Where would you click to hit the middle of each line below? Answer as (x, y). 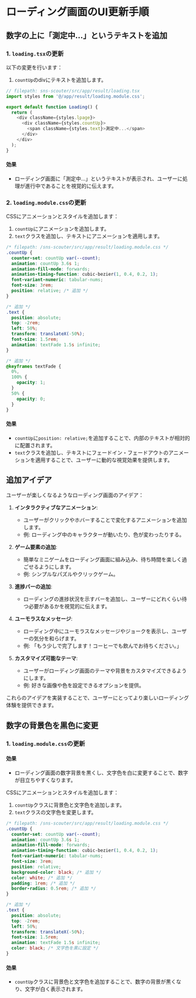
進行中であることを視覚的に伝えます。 (71, 186)
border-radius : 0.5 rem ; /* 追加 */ (54, 889)
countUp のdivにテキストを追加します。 (60, 80)
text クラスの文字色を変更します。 (55, 812)
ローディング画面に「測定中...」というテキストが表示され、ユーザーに (99, 179)
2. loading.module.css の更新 (46, 203)
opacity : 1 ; (31, 383)
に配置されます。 (35, 445)
